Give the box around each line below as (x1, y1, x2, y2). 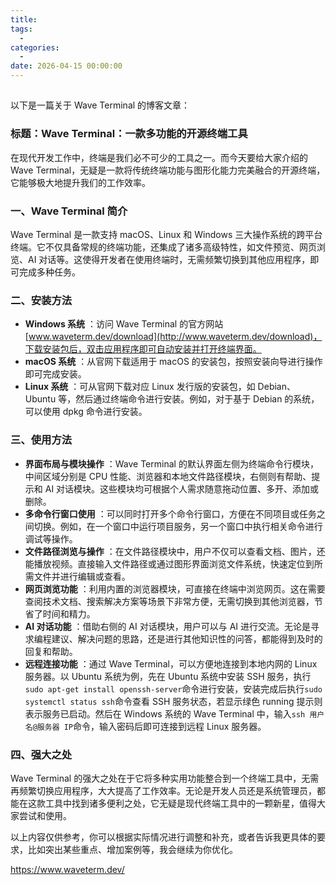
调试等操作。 (24, 532, 78, 545)
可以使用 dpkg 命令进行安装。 (24, 406, 148, 418)
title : (10, 14, 38, 25)
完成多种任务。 (18, 266, 81, 278)
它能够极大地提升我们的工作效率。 (10, 176, 151, 188)
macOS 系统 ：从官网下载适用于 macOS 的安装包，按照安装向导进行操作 (24, 356, 323, 368)
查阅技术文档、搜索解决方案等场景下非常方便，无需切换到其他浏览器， (24, 595, 315, 607)
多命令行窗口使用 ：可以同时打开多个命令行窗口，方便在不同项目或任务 (24, 507, 317, 520)
